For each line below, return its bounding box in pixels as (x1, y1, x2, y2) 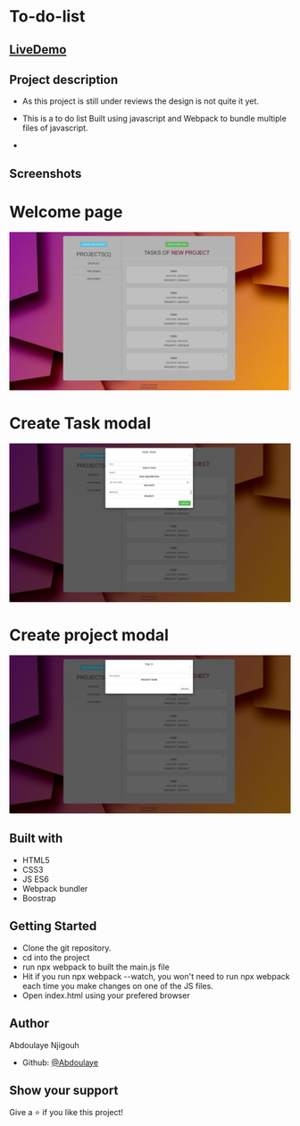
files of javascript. (21, 123, 88, 133)
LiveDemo (9, 42, 67, 57)
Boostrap (21, 893, 56, 903)
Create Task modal (9, 413, 152, 434)
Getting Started (9, 919, 97, 934)
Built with (9, 831, 63, 846)
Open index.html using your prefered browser (21, 990, 190, 1001)
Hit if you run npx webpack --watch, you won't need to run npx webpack (21, 970, 290, 981)
